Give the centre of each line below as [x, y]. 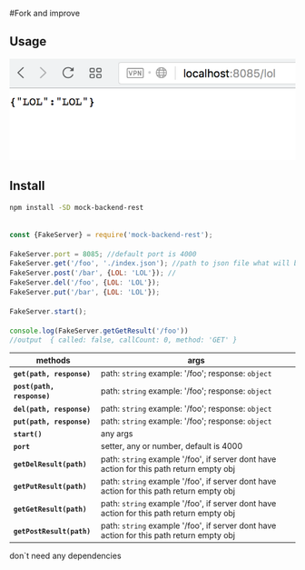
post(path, [34, 387]
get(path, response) [52, 375]
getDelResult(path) [50, 465]
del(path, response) [52, 409]
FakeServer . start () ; [49, 311]
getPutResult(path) [50, 487]
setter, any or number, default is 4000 [172, 446]
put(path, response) [52, 422]
